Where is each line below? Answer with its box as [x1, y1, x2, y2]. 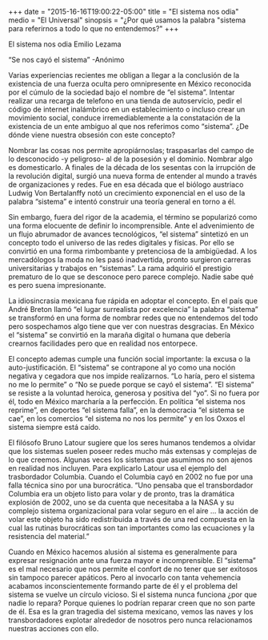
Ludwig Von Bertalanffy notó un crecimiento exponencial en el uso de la [8, 188, 246, 197]
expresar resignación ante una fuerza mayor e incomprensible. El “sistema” [8, 556, 256, 565]
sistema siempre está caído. [8, 423, 102, 431]
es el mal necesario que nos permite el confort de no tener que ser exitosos [8, 565, 258, 573]
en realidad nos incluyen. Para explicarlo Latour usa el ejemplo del [8, 464, 226, 472]
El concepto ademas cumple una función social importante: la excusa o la [8, 354, 250, 363]
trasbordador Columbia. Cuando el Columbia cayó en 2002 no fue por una [8, 472, 254, 481]
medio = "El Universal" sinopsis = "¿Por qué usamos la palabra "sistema [8, 15, 246, 25]
